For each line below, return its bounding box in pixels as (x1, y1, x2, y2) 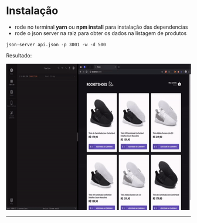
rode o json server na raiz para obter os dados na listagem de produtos (14, 29, 187, 36)
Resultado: (6, 52, 32, 59)
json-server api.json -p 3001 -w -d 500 (6, 42, 107, 47)
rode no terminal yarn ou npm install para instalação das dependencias (14, 23, 189, 30)
